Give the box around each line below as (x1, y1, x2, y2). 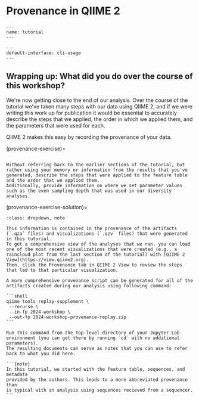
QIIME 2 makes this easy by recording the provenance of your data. (6, 133, 172, 141)
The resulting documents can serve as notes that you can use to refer (6, 345, 188, 351)
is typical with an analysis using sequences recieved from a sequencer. (6, 387, 194, 393)
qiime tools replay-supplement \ (6, 298, 89, 305)
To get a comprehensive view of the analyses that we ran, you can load (6, 241, 191, 247)
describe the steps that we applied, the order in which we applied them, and (6, 115, 193, 123)
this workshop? (6, 80, 66, 91)
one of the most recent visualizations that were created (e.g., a (6, 246, 178, 252)
